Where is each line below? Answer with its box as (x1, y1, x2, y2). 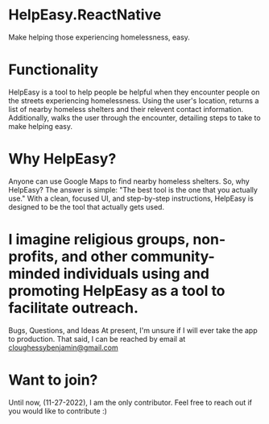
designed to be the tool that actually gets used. (8, 202, 165, 211)
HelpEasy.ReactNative (8, 6, 162, 24)
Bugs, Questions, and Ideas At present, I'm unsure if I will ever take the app (8, 325, 258, 335)
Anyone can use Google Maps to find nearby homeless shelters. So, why (8, 176, 250, 186)
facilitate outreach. (8, 299, 139, 317)
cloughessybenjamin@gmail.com (8, 343, 118, 352)
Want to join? (8, 371, 98, 389)
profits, (8, 247, 59, 265)
